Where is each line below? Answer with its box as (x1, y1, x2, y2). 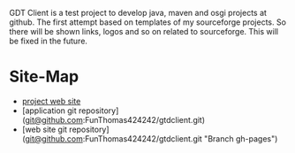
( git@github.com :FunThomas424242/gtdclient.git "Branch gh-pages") (21, 133, 278, 144)
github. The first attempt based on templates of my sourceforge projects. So (9, 17, 287, 27)
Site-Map (9, 66, 79, 87)
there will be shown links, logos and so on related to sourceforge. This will (9, 27, 279, 36)
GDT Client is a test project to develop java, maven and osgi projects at (9, 8, 268, 18)
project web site (21, 96, 81, 106)
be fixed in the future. (9, 35, 88, 46)
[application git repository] (21, 105, 119, 116)
